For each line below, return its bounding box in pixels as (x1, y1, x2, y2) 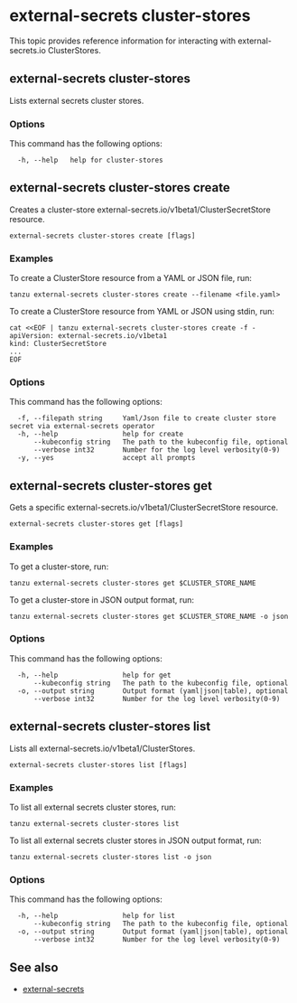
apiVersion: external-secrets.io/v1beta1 (9, 332, 168, 341)
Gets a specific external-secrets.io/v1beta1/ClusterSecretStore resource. (9, 502, 278, 513)
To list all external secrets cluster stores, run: (9, 801, 176, 812)
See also (9, 960, 59, 975)
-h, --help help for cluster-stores (17, 155, 164, 165)
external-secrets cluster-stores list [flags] (9, 760, 188, 769)
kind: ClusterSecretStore (9, 340, 107, 349)
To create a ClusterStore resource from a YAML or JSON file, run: (9, 273, 253, 284)
